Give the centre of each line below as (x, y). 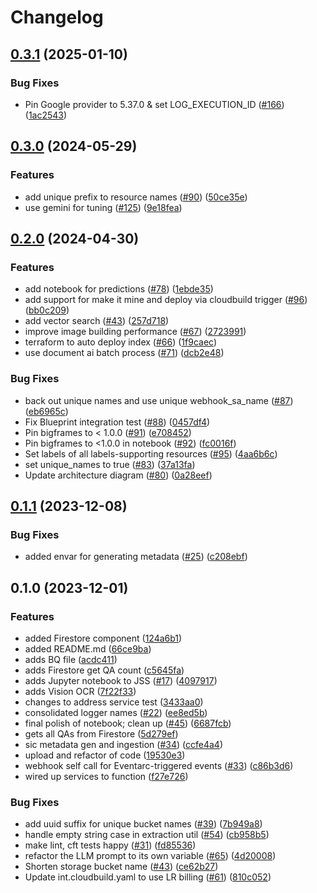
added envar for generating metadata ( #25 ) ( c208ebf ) (136, 557)
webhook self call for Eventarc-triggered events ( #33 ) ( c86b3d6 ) (159, 765)
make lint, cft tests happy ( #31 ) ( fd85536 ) (110, 845)
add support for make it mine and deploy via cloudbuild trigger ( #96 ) (166, 300)
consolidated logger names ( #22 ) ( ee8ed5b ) (116, 712)
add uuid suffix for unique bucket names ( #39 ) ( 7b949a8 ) (143, 824)
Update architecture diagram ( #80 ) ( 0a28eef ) (118, 475)
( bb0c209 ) (47, 310)
